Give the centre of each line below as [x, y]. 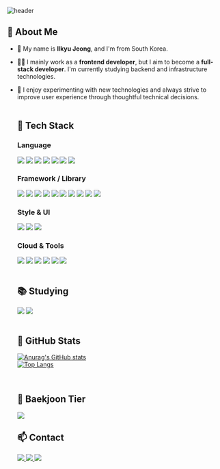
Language [34, 145]
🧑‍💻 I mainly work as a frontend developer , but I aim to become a [108, 62]
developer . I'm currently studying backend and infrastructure [121, 69]
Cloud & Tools [40, 246]
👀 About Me [32, 32]
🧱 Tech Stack [45, 126]
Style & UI [33, 212]
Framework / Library [52, 179]
